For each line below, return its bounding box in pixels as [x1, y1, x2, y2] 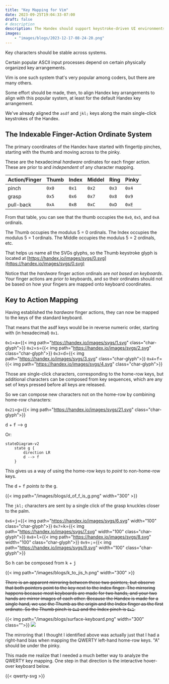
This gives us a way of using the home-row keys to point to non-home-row [5, 468, 160, 474]
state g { [14, 445, 35, 450]
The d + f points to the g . [5, 483, 58, 489]
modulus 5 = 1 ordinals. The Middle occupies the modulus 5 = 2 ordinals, [5, 235, 156, 241]
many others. [5, 79, 33, 86]
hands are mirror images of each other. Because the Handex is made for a [5, 595, 158, 602]
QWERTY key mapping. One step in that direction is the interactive [5, 658, 143, 664]
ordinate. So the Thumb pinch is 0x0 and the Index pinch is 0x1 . [5, 606, 136, 612]
